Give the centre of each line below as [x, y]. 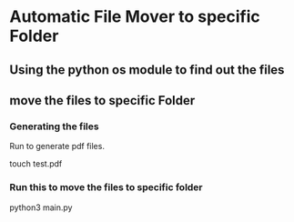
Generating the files [54, 126]
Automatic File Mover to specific [135, 17]
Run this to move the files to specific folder [106, 187]
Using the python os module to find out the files [147, 70]
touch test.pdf [36, 164]
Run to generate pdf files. [57, 146]
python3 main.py [41, 207]
